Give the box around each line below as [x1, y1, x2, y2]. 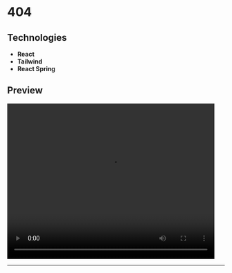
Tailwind [17, 57, 43, 66]
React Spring [17, 65, 56, 73]
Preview [7, 84, 43, 97]
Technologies [7, 32, 68, 44]
